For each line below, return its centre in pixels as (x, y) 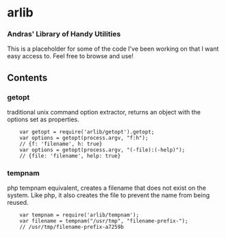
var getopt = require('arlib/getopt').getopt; (87, 132)
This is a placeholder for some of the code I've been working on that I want (113, 49)
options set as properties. (43, 120)
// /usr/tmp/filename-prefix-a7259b (72, 227)
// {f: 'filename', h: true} (61, 144)
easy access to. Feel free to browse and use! (70, 56)
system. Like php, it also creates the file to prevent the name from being (109, 195)
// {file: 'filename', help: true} (70, 156)
